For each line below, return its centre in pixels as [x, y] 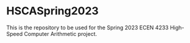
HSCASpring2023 [53, 11]
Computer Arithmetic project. [61, 33]
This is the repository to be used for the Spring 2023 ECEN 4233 [87, 27]
